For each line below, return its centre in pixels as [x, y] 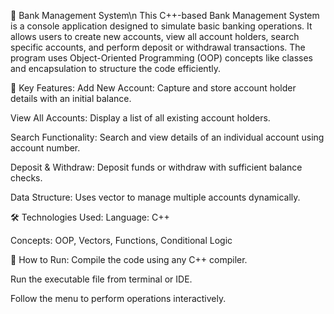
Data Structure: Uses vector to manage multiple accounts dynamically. [155, 197]
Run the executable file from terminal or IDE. [101, 279]
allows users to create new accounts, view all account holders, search [155, 36]
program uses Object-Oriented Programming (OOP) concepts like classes [162, 58]
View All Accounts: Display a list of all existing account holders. [140, 118]
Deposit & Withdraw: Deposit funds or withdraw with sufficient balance [156, 167]
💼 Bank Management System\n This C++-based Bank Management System [165, 15]
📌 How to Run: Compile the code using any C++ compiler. [129, 259]
